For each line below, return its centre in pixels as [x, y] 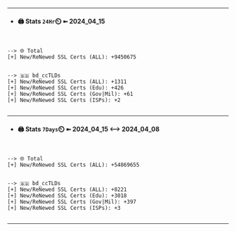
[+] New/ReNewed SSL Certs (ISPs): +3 [64, 208]
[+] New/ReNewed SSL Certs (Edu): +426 [66, 88]
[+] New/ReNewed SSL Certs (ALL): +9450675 [72, 57]
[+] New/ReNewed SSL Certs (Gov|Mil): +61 [70, 94]
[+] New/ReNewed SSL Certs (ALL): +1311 [67, 82]
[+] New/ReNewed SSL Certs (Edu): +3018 [67, 196]
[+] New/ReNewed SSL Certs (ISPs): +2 [64, 100]
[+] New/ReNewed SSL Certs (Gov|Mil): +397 [72, 202]
